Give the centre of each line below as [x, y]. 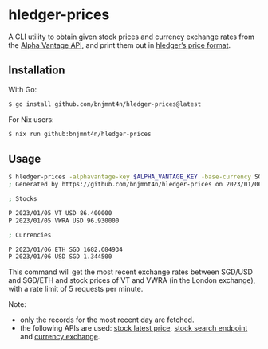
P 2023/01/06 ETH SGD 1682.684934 [66, 249]
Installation [37, 71]
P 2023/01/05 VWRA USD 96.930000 [64, 221]
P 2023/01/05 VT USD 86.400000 [60, 213]
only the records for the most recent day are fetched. [107, 320]
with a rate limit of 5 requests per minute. [76, 289]
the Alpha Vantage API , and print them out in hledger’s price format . [120, 45]
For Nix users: [31, 119]
